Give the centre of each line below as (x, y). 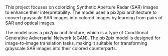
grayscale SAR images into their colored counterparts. (61, 48)
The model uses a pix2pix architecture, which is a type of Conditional (77, 32)
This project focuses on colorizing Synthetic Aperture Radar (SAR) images (82, 7)
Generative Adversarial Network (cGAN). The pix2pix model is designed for (83, 38)
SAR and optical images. (31, 23)
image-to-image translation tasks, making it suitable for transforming (76, 43)
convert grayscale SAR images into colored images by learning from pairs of (84, 18)
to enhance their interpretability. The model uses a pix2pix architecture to (81, 12)
